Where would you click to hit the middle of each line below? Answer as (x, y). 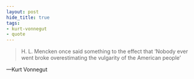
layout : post (23, 12)
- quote (16, 34)
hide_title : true (28, 17)
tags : (13, 23)
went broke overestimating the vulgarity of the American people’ (101, 58)
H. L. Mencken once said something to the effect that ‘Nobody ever (105, 51)
